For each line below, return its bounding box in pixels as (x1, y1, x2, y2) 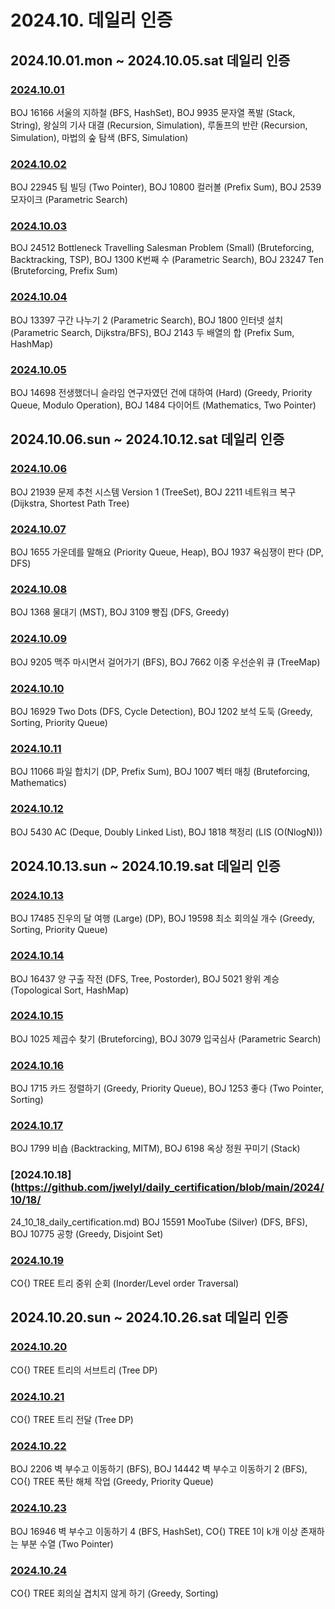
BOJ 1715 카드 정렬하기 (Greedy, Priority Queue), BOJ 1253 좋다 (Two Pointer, (10, 1082, 324, 1095)
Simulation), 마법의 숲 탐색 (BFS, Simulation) (10, 131, 189, 143)
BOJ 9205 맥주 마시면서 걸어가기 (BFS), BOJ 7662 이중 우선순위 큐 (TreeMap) (10, 656, 321, 668)
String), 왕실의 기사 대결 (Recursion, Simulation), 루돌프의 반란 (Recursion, (10, 119, 308, 131)
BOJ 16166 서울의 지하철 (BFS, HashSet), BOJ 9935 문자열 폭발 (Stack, (10, 106, 296, 118)
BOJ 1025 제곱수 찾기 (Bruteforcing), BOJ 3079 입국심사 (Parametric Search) (10, 1032, 322, 1045)
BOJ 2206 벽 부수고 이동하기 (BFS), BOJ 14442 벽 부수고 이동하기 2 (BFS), (10, 1463, 308, 1475)
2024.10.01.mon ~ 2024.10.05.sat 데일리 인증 (10, 52, 291, 69)
